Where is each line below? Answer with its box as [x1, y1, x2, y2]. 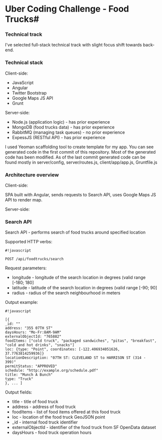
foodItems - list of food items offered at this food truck [12, 409, 121, 415]
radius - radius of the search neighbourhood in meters [12, 290, 121, 296]
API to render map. [5, 197, 43, 203]
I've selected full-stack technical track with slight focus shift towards [5, 42, 142, 48]
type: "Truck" [5, 377, 34, 381]
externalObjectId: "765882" [5, 334, 62, 339]
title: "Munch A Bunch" [5, 372, 53, 377]
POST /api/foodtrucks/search [5, 257, 64, 262]
